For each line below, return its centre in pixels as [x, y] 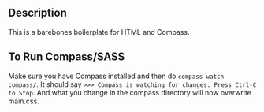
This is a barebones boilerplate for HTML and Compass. [99, 32]
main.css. [24, 101]
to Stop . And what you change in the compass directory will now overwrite [130, 92]
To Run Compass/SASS [67, 57]
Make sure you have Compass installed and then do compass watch [116, 76]
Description [37, 13]
